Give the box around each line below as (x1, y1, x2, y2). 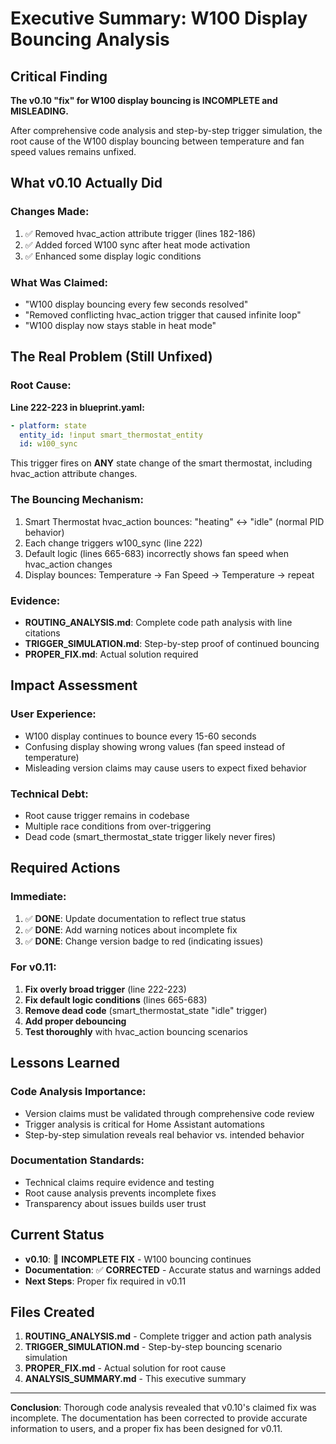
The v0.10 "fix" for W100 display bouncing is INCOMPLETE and (10, 95, 278, 106)
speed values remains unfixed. (10, 146, 137, 157)
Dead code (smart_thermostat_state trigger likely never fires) (24, 830, 277, 842)
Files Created (10, 1304, 95, 1321)
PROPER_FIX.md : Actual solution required (24, 648, 199, 660)
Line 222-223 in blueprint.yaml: (10, 401, 145, 413)
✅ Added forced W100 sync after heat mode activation (24, 238, 251, 251)
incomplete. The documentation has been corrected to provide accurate (10, 1412, 308, 1424)
